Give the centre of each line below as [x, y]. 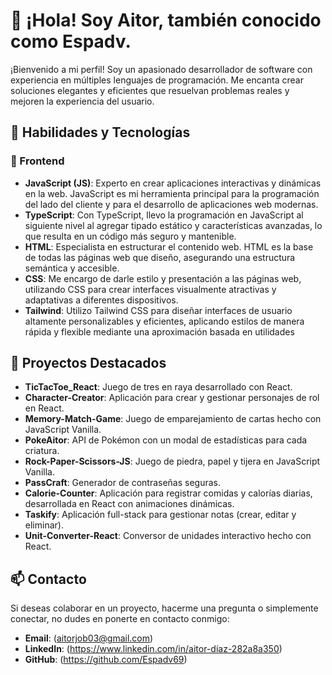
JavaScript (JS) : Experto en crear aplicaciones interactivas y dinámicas [173, 183]
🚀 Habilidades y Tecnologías [100, 132]
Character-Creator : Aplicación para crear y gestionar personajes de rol [172, 398]
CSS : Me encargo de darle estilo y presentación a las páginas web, [163, 278]
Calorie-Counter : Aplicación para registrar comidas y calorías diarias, [168, 493]
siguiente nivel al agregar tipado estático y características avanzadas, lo [173, 225]
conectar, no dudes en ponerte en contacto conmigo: [120, 619]
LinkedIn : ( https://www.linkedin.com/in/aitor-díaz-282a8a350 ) [153, 649]
